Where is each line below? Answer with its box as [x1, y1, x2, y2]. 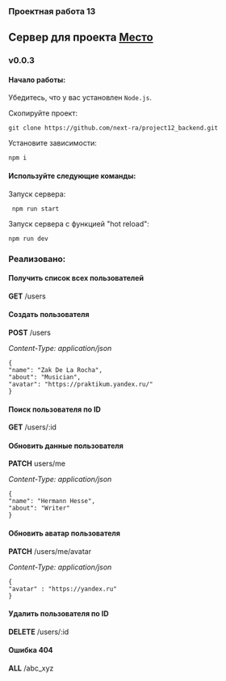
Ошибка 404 [8, 645, 54, 655]
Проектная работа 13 [8, 6, 96, 17]
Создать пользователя [8, 310, 90, 319]
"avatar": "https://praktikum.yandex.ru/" [8, 380, 153, 388]
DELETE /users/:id [8, 627, 69, 637]
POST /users [8, 328, 51, 337]
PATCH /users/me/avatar [8, 546, 91, 556]
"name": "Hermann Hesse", [8, 497, 95, 505]
